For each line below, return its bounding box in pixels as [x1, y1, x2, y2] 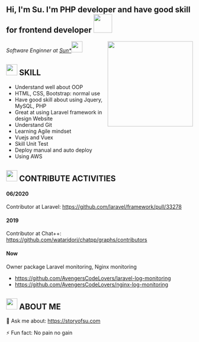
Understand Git [14, 121, 52, 128]
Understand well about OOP [14, 83, 84, 91]
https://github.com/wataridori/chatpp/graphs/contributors [6, 236, 147, 244]
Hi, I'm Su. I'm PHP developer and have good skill [6, 5, 191, 15]
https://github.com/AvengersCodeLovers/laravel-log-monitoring [14, 274, 171, 282]
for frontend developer [6, 25, 92, 35]
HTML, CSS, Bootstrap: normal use [14, 90, 101, 97]
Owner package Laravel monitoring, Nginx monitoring [6, 263, 137, 270]
